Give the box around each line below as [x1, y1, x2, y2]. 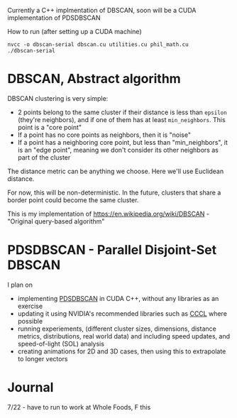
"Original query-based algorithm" [7, 216, 105, 226]
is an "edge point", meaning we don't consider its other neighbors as [17, 145, 219, 154]
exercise [17, 302, 43, 310]
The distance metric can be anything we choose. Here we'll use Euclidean [7, 167, 224, 175]
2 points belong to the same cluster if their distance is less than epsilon [17, 108, 227, 116]
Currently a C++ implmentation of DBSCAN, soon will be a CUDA [7, 6, 197, 14]
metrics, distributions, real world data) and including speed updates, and [17, 331, 231, 340]
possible [17, 317, 43, 325]
